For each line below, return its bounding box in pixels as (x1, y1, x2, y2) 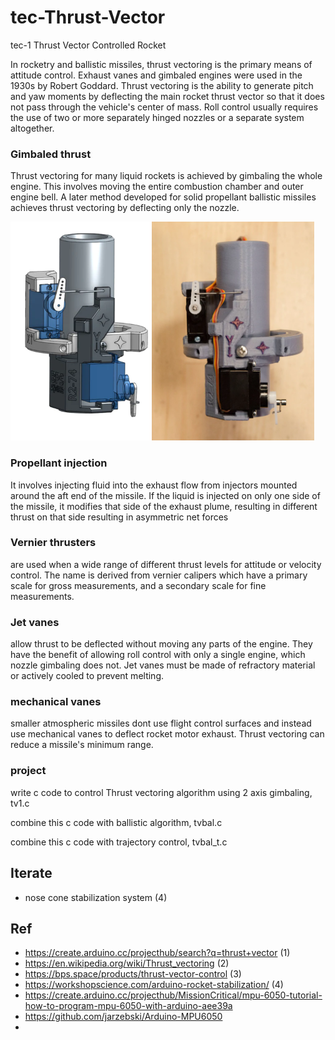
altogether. (10, 122, 55, 134)
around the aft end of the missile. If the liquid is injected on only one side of (10, 489, 321, 501)
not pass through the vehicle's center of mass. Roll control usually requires (10, 101, 319, 113)
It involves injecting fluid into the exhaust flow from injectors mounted (10, 479, 298, 491)
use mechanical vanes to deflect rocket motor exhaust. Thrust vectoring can (10, 728, 325, 740)
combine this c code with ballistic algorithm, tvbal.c (10, 816, 223, 828)
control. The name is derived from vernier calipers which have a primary (10, 569, 308, 581)
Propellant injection (10, 456, 108, 470)
